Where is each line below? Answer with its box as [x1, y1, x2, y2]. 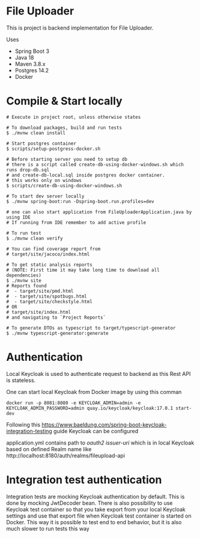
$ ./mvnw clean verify [6, 235, 63, 242]
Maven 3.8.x [14, 60, 46, 67]
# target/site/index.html [6, 309, 71, 315]
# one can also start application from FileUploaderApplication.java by [6, 209, 192, 215]
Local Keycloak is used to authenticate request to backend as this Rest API [6, 370, 191, 377]
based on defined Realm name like [6, 445, 92, 452]
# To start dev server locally [6, 193, 85, 199]
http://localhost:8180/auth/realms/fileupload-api [6, 452, 125, 459]
